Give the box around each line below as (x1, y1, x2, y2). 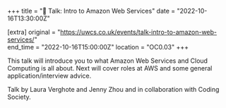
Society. (7, 92, 32, 101)
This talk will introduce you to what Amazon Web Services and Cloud (7, 56, 208, 65)
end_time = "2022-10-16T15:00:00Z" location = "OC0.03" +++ (7, 43, 189, 51)
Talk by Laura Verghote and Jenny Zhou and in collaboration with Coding (7, 85, 220, 93)
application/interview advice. (7, 71, 92, 80)
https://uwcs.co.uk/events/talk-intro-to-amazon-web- (59, 28, 218, 36)
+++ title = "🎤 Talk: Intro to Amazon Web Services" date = (7, 7, 176, 15)
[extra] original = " (7, 28, 61, 36)
